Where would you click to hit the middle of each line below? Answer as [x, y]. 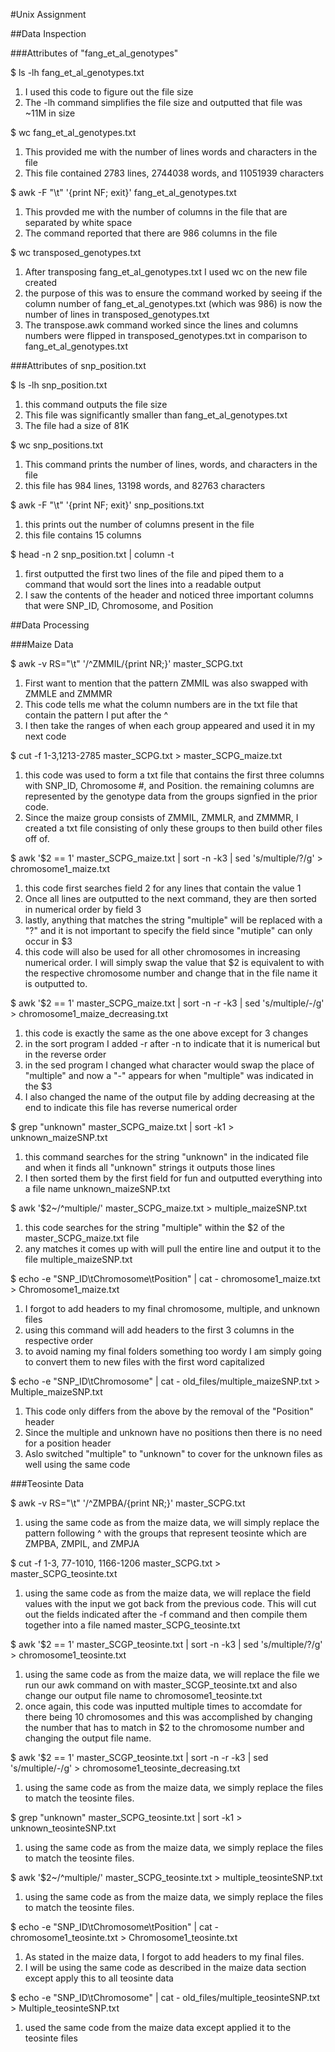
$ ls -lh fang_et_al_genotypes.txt [77, 72]
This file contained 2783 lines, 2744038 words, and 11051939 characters [174, 173]
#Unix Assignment [48, 14]
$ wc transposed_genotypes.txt [76, 252]
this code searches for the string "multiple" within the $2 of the [154, 1227]
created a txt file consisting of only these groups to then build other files [173, 828]
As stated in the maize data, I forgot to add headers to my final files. [164, 1957]
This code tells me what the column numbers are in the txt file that [161, 704]
